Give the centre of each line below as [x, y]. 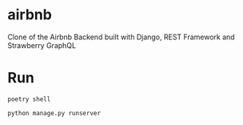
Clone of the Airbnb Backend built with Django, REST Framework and [121, 37]
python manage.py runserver [54, 113]
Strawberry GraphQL [42, 45]
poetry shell [29, 99]
